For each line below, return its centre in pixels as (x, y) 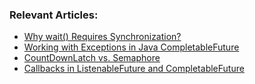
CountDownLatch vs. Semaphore (92, 58)
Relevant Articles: (54, 15)
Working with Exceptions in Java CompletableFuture (131, 47)
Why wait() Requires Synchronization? (102, 37)
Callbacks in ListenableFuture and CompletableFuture (134, 69)
